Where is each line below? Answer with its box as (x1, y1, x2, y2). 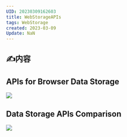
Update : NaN (6, 31, 35, 36)
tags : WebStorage (6, 19, 49, 25)
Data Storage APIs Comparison (6, 109, 122, 119)
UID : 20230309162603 (6, 8, 57, 15)
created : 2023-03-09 (6, 25, 57, 31)
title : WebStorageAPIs (6, 14, 61, 20)
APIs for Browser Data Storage (6, 76, 120, 86)
